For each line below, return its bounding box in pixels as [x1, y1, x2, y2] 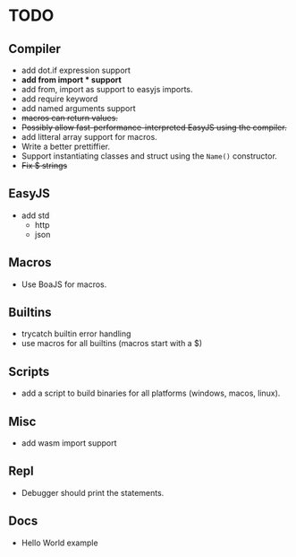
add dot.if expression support [21, 65, 131, 75]
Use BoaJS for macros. [21, 279, 107, 290]
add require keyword [21, 93, 98, 104]
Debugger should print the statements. [21, 487, 165, 498]
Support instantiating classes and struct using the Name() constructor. [21, 151, 278, 161]
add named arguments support [21, 103, 136, 113]
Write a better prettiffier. [21, 141, 111, 152]
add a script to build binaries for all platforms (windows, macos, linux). [21, 387, 281, 399]
